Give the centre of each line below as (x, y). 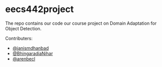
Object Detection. (23, 28)
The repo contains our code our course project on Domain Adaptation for (81, 23)
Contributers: (19, 38)
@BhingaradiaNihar (33, 53)
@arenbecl (24, 58)
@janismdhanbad (31, 48)
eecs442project (39, 9)
